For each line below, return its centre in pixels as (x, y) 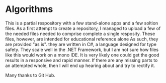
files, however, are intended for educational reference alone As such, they (82, 39)
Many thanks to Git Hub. (30, 75)
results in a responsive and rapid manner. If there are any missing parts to (81, 60)
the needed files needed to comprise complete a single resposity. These (80, 33)
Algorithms (29, 9)
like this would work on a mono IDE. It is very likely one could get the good (82, 55)
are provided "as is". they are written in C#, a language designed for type (81, 44)
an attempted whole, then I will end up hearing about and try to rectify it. (80, 65)
